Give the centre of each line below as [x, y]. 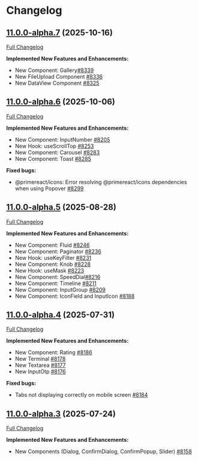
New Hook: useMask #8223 [49, 270]
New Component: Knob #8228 [53, 264]
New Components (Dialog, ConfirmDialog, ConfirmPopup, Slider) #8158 [103, 451]
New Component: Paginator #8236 [58, 251]
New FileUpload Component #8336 [59, 77]
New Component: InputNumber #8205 [62, 139]
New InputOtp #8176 [40, 372]
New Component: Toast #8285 [53, 158]
